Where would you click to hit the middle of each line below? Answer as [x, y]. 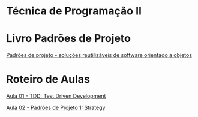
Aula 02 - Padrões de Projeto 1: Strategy [56, 108]
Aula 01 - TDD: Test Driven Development [56, 96]
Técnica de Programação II [74, 11]
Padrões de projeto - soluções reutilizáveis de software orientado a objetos [99, 55]
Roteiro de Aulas [48, 79]
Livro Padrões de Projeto [68, 39]
